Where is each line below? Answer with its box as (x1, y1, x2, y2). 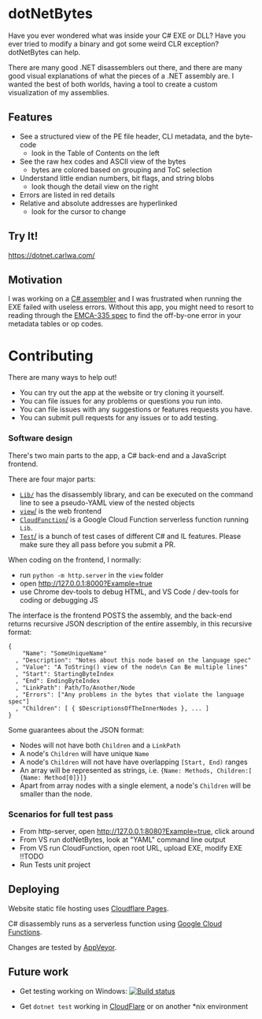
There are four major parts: (8, 474, 96, 484)
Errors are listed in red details (19, 190, 116, 199)
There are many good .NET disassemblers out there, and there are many (8, 62, 242, 72)
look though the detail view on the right (31, 182, 159, 191)
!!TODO (19, 851, 44, 861)
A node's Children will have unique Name (19, 748, 149, 758)
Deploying (8, 883, 60, 896)
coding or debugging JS (19, 595, 98, 604)
